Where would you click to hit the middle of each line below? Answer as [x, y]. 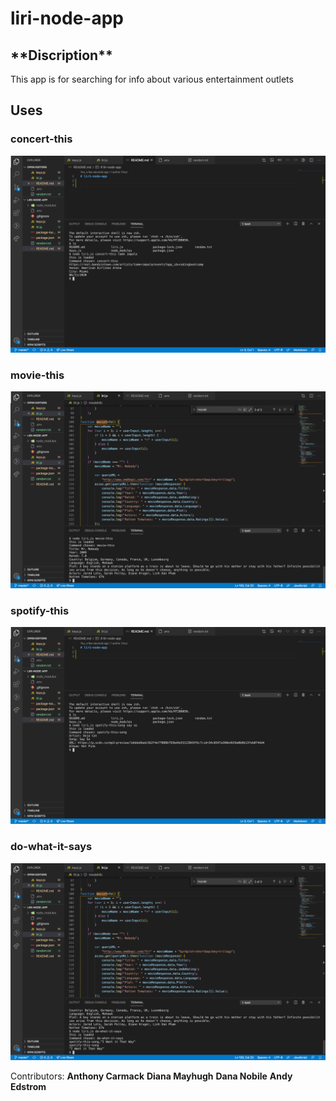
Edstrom [28, 1086]
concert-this [41, 139]
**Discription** [61, 55]
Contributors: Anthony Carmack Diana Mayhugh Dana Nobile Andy [151, 1076]
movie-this [37, 375]
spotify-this [40, 610]
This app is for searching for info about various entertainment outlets [152, 79]
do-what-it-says [51, 847]
